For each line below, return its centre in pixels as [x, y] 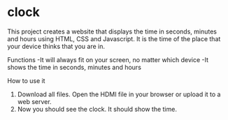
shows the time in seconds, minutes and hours [74, 67]
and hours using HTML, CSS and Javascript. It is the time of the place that [114, 38]
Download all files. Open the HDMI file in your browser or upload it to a [119, 94]
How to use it [26, 80]
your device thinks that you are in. [56, 46]
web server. [34, 101]
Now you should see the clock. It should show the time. [97, 109]
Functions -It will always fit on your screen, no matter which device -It [108, 59]
